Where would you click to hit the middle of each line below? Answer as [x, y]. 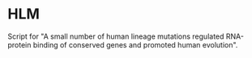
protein [19, 44]
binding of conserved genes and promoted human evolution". [135, 44]
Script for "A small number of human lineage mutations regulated [116, 36]
